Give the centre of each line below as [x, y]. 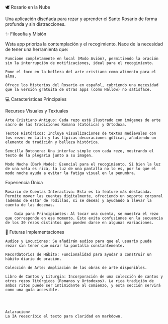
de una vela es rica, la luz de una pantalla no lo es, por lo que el [81, 169]
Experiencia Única [24, 182]
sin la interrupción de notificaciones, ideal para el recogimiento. [80, 63]
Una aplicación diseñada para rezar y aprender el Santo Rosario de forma [81, 19]
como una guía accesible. [32, 290]
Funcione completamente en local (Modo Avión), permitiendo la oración [82, 59]
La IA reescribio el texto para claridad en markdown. [64, 316]
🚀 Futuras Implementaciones [35, 232]
